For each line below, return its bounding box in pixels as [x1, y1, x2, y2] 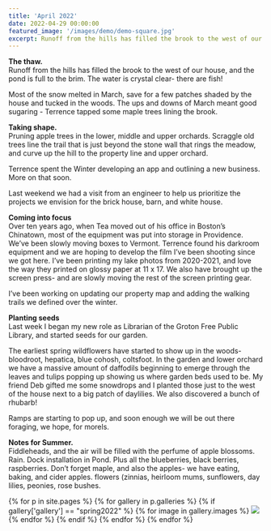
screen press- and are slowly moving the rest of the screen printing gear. [8, 273, 252, 283]
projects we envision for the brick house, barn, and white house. [8, 197, 223, 207]
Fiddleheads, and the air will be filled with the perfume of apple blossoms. [8, 447, 255, 456]
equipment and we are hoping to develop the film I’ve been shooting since [8, 247, 256, 257]
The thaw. [8, 57, 43, 66]
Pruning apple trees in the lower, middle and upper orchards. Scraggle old [8, 131, 255, 141]
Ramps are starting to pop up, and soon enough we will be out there [8, 413, 235, 423]
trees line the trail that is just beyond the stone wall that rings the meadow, [8, 139, 256, 150]
